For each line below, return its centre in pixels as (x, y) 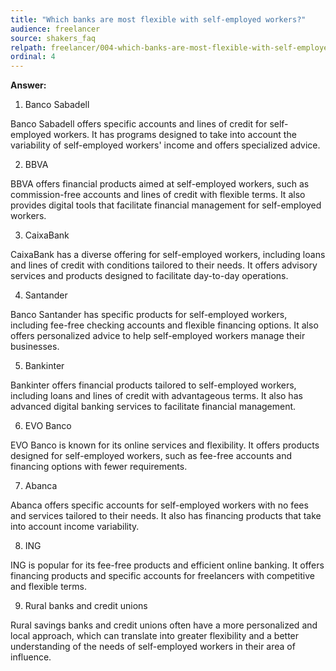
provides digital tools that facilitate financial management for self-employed (166, 205)
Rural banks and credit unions (86, 606)
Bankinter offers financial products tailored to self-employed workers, (153, 385)
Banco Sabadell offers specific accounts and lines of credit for (139, 124)
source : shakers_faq (53, 38)
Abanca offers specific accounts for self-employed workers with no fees (159, 505)
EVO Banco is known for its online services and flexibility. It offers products (165, 445)
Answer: (28, 85)
